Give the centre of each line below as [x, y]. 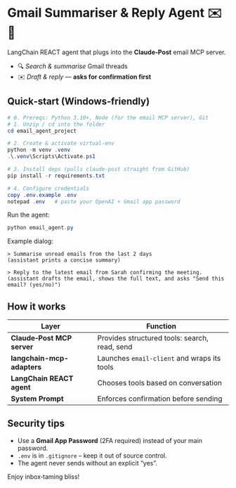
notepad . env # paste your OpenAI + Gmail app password [94, 201]
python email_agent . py [40, 228]
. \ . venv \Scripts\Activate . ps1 [52, 157]
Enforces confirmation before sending [160, 399]
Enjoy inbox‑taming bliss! [44, 476]
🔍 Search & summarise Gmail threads [73, 66]
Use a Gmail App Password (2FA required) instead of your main [110, 440]
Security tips [36, 424]
